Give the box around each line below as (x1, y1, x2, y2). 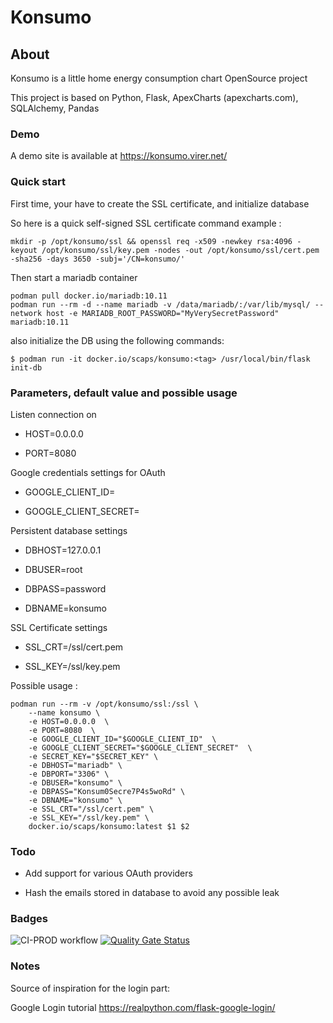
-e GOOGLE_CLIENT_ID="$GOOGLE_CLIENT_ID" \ (28, 734, 217, 744)
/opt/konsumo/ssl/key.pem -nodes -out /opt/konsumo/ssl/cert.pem (41, 245, 320, 255)
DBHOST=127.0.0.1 (24, 544, 102, 556)
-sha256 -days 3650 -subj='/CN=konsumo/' (10, 254, 186, 264)
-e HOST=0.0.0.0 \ (28, 716, 110, 726)
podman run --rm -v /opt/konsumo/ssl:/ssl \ (10, 699, 199, 709)
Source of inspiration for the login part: (10, 982, 171, 994)
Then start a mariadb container (10, 271, 138, 283)
